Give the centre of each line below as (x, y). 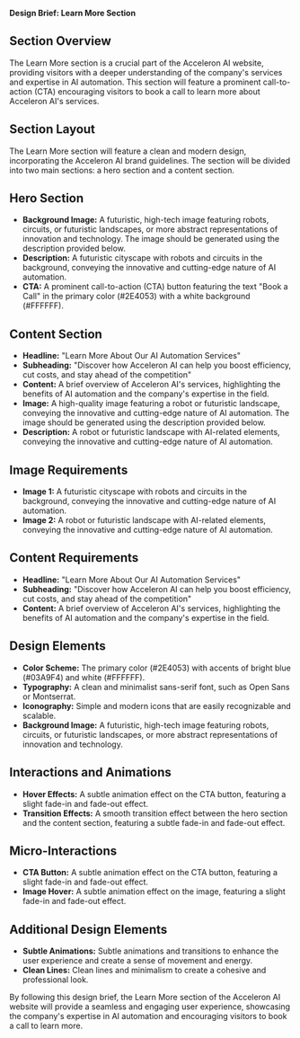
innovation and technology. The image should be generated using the (151, 239)
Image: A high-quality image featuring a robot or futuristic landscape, (151, 404)
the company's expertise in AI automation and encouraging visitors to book (148, 1016)
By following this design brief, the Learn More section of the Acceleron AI (145, 998)
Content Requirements (74, 558)
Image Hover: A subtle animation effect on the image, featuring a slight (154, 892)
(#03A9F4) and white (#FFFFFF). (84, 677)
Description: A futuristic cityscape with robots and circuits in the (142, 258)
